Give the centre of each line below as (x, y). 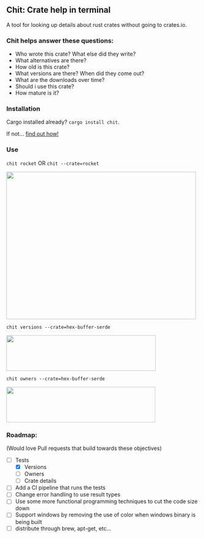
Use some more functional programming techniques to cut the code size (106, 501)
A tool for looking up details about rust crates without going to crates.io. (97, 24)
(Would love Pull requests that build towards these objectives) (84, 448)
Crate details (40, 481)
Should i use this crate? (45, 87)
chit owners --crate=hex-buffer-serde (56, 378)
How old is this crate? (42, 67)
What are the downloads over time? (60, 80)
